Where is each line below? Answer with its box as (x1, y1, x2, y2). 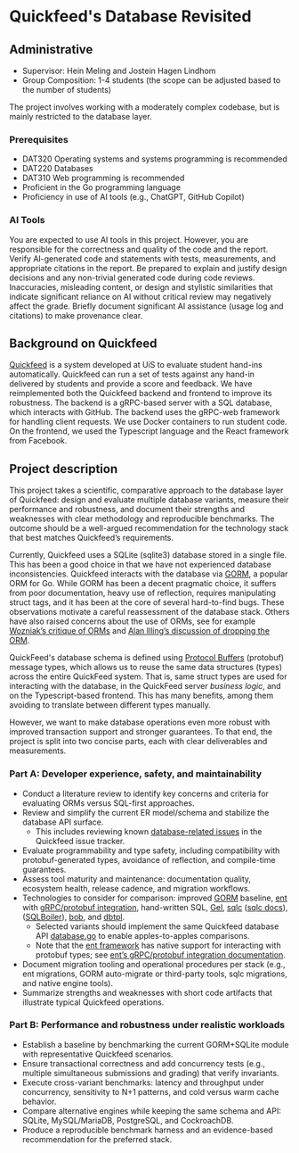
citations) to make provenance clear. (9, 310, 143, 320)
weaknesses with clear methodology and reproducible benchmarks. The (9, 513, 275, 524)
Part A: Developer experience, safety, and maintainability (9, 767, 263, 780)
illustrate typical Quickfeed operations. (21, 997, 165, 1008)
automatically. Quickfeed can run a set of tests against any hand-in (9, 369, 255, 380)
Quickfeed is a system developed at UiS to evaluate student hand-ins (9, 360, 263, 370)
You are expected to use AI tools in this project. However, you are (9, 234, 249, 245)
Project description (9, 461, 118, 477)
